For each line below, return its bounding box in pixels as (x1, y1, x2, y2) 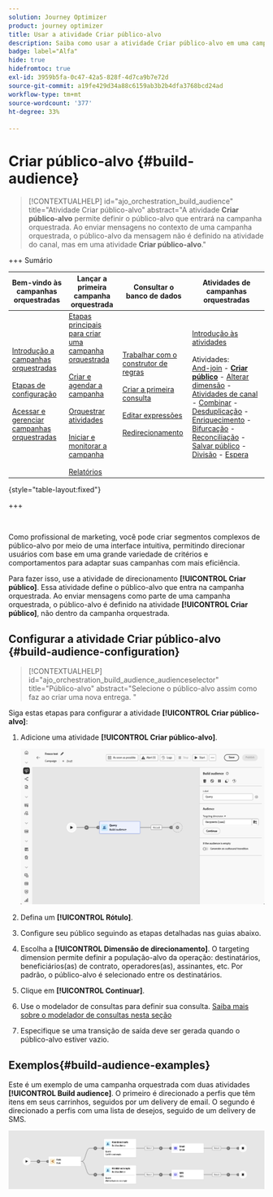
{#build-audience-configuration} (8, 644, 180, 658)
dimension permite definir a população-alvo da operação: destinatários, (19, 953, 261, 963)
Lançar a (76, 273, 107, 283)
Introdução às (192, 328, 238, 338)
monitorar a (68, 440, 107, 451)
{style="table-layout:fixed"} (8, 485, 102, 495)
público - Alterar (192, 371, 249, 382)
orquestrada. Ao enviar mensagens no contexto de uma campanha (28, 222, 253, 232)
